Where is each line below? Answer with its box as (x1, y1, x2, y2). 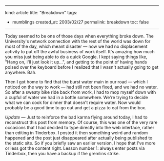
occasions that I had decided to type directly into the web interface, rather (5, 125, 155, 130)
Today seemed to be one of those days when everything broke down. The (5, 33, 154, 39)
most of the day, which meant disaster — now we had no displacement (5, 43, 148, 49)
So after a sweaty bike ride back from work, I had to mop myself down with (5, 89, 156, 95)
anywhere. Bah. (5, 69, 37, 75)
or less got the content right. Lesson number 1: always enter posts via (5, 145, 145, 151)
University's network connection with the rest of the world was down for (5, 39, 151, 44)
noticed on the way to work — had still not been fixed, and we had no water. (5, 84, 158, 90)
